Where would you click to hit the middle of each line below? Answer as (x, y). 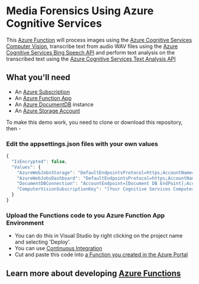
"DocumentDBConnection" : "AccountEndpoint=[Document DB (87, 184)
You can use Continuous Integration (58, 248)
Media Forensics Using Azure (80, 11)
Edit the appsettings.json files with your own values (82, 143)
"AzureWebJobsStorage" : (46, 173)
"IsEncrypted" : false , (39, 161)
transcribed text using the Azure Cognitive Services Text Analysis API (91, 59)
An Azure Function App (43, 98)
